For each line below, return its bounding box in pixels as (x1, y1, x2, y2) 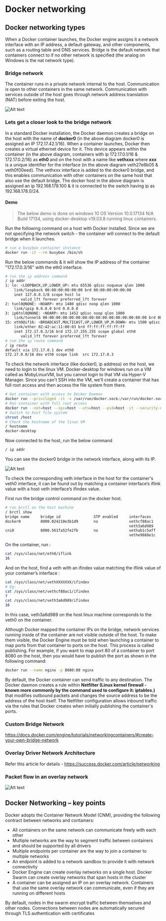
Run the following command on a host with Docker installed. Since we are (5, 225, 155, 231)
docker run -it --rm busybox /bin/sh (5, 250, 83, 255)
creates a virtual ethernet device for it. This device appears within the (5, 146, 147, 152)
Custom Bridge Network (5, 720, 65, 727)
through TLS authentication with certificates (5, 910, 95, 916)
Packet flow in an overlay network (5, 773, 88, 780)
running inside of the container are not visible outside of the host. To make (5, 632, 157, 638)
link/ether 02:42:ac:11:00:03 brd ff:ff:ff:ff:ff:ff (14, 325, 125, 330)
